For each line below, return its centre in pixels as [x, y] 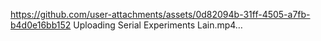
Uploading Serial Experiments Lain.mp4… [158, 25]
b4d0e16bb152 [41, 25]
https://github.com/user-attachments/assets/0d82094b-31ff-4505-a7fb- [160, 14]
